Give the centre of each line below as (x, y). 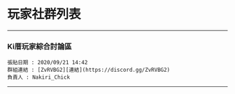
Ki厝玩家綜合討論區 (40, 46)
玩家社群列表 (44, 14)
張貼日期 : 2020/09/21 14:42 (48, 63)
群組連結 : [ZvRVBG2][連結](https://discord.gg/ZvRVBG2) (89, 70)
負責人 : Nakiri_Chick (39, 77)
